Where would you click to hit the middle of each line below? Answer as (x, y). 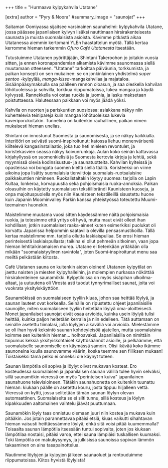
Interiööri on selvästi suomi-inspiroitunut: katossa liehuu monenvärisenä (79, 141)
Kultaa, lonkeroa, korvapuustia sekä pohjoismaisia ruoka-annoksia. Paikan (82, 183)
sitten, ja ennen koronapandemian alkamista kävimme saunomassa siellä (80, 63)
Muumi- (149, 199)
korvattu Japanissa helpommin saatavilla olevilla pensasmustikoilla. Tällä (80, 230)
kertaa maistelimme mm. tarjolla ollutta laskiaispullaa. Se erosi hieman (77, 236)
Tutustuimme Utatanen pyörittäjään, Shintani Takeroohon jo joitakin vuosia (82, 58)
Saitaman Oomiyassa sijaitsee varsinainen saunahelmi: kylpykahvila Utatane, (84, 27)
